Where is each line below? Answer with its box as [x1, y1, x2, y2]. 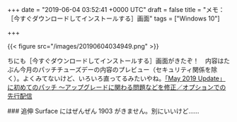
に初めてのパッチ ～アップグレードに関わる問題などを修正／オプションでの [7, 83, 226, 91]
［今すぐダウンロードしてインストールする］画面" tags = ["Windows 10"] [7, 14, 221, 23]
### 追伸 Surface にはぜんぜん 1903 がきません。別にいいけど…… [7, 107, 200, 115]
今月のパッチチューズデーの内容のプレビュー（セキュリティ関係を [19, 66, 212, 73]
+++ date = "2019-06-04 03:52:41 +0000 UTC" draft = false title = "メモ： [7, 6, 225, 13]
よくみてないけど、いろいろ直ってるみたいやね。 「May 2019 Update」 [22, 74, 226, 83]
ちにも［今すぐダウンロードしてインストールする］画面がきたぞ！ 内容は [7, 56, 224, 65]
